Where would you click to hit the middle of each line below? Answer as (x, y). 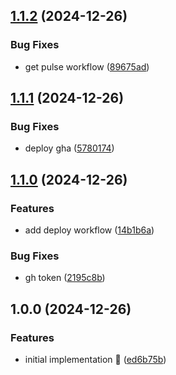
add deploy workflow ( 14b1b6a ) (89, 230)
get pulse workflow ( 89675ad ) (87, 66)
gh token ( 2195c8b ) (65, 278)
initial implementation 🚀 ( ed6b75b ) (95, 360)
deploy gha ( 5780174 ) (69, 148)
